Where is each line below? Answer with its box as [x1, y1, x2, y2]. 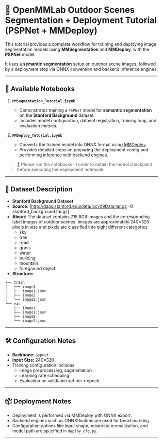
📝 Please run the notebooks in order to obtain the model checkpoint [16, 161, 153, 167]
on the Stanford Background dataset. [19, 112, 95, 118]
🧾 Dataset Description [5, 185, 73, 194]
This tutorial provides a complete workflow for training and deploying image [5, 41, 157, 47]
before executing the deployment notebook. [16, 166, 105, 172]
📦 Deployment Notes [5, 397, 71, 406]
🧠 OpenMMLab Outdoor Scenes [5, 4, 135, 16]
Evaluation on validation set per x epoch [19, 378, 99, 384]
